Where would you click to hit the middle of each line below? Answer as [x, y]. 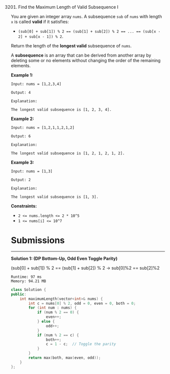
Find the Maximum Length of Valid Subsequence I [68, 7]
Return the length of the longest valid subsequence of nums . [71, 46]
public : [19, 294]
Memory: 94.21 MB [29, 281]
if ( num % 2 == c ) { [58, 335]
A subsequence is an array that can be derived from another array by [81, 55]
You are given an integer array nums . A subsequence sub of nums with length [86, 16]
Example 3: [22, 162]
